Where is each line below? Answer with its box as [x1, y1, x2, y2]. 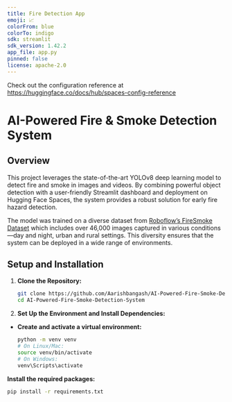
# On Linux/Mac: [17, 343, 64, 350]
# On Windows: [17, 355, 58, 362]
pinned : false [7, 56, 48, 62]
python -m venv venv [17, 336, 77, 344]
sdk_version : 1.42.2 [7, 42, 67, 49]
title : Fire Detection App [7, 10, 85, 17]
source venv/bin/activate [17, 349, 92, 356]
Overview [7, 155, 51, 167]
